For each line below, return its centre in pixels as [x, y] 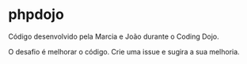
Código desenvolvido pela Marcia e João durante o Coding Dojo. [114, 36]
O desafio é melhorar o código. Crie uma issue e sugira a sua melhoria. [124, 51]
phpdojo [36, 15]
